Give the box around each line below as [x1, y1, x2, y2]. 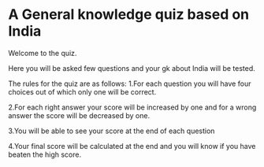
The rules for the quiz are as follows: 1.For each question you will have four [8, 79, 251, 88]
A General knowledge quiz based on [8, 6, 250, 24]
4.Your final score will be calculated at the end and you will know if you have [8, 141, 256, 150]
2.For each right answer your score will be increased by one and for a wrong [8, 102, 257, 112]
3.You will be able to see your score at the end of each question [8, 126, 215, 135]
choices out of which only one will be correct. [8, 87, 157, 96]
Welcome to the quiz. [8, 48, 77, 58]
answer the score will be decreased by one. [8, 110, 151, 120]
